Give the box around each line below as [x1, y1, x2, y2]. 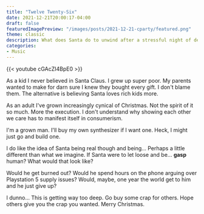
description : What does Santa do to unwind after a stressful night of [6, 37, 191, 43]
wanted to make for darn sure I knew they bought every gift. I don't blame [6, 83, 191, 91]
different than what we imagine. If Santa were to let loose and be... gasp [6, 151, 187, 158]
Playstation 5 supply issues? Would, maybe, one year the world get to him [6, 176, 191, 183]
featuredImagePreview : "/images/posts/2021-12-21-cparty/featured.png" [6, 26, 191, 32]
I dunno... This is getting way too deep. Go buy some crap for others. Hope [6, 194, 194, 201]
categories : [6, 43, 36, 49]
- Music [6, 49, 26, 55]
